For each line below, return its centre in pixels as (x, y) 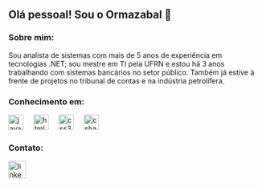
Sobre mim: (31, 38)
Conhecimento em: (47, 101)
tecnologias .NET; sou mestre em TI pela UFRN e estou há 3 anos (117, 63)
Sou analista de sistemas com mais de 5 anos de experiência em (115, 55)
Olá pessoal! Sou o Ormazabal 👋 (90, 15)
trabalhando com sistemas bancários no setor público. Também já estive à (131, 72)
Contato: (26, 148)
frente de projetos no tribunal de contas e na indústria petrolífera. (117, 80)
